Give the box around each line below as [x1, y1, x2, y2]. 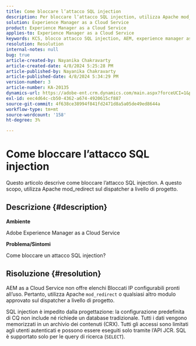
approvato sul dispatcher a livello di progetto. [6, 296, 115, 304]
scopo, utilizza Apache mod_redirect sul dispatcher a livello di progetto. [6, 185, 178, 193]
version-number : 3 [6, 79, 51, 85]
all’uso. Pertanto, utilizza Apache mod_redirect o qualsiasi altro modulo [6, 290, 176, 297]
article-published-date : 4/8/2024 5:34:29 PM [6, 74, 118, 79]
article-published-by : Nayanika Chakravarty [6, 68, 116, 74]
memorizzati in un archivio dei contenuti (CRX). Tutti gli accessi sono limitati [6, 320, 188, 327]
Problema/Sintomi [6, 240, 51, 247]
